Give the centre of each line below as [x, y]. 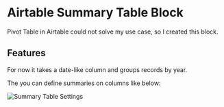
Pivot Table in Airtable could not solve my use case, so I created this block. [113, 32]
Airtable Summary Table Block [95, 13]
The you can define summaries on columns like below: [84, 83]
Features [26, 53]
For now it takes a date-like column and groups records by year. [97, 69]
